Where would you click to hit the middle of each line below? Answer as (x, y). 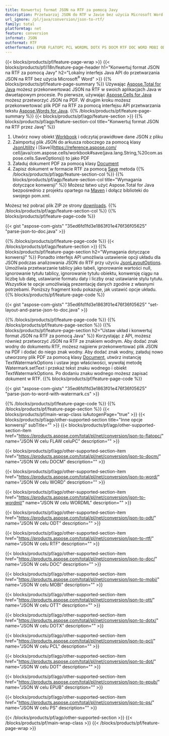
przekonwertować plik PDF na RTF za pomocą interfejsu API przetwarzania (83, 106)
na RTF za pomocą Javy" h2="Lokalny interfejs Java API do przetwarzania (82, 72)
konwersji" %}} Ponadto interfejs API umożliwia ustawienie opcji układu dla (83, 257)
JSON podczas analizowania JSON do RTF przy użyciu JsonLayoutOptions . (83, 262)
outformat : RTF (21, 43)
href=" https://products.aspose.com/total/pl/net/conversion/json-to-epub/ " (82, 682)
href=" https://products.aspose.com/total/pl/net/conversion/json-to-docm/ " (83, 456)
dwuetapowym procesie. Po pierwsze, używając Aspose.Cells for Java (78, 95)
